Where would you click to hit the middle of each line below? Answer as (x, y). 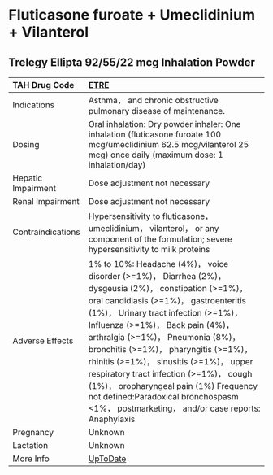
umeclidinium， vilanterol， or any (154, 228)
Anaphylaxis (112, 419)
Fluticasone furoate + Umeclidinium (132, 15)
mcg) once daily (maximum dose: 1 (156, 155)
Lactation (30, 445)
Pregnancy (33, 432)
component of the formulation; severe (160, 239)
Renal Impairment (46, 201)
